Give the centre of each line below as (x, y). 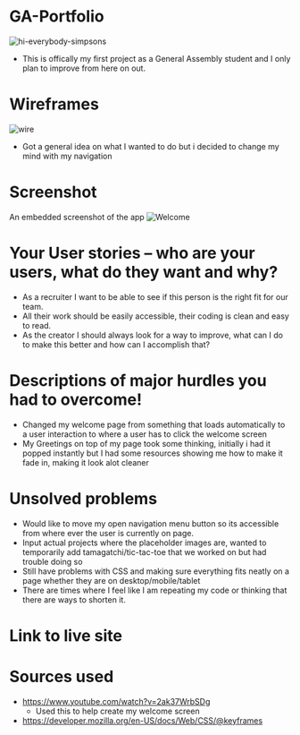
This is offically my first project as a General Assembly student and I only (156, 58)
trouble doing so (52, 561)
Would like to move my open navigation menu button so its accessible (150, 523)
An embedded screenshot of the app (77, 217)
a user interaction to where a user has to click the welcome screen (145, 434)
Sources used (62, 677)
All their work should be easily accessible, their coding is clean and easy (156, 316)
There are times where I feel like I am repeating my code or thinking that (154, 590)
